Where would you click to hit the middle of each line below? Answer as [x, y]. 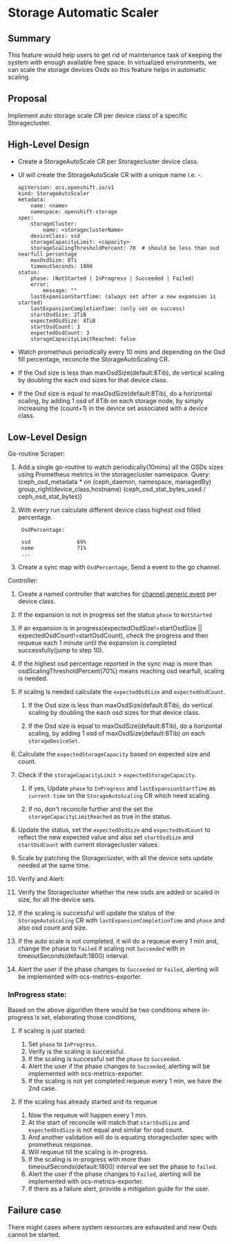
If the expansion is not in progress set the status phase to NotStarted [115, 615]
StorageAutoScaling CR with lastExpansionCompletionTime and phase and [121, 921]
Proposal [28, 99]
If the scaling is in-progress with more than [89, 1159]
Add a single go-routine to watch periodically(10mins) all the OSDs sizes [120, 467]
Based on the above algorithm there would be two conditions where [104, 1010]
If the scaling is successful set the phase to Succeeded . [105, 1058]
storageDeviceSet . [54, 741]
